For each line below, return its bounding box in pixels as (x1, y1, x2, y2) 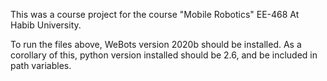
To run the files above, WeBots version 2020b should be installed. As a (10, 39, 302, 50)
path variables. (10, 60, 72, 71)
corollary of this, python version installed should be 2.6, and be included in (10, 49, 318, 61)
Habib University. (10, 19, 82, 31)
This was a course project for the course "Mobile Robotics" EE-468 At (10, 9, 300, 20)
